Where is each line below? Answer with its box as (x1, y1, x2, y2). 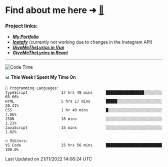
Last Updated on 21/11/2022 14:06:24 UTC (5, 156, 92, 162)
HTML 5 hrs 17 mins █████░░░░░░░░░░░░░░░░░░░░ (5, 99, 162, 104)
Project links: (5, 23, 38, 30)
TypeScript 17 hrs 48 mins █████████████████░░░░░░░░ (5, 90, 162, 95)
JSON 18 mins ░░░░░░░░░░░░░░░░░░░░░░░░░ (5, 116, 162, 122)
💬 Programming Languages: (5, 86, 59, 91)
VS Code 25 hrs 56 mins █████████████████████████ (5, 143, 162, 148)
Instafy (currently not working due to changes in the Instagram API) (12, 39, 152, 45)
